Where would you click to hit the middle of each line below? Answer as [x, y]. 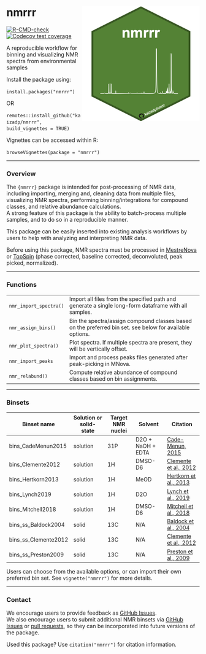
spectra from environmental [41, 61]
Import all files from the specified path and [123, 299]
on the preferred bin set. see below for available [130, 327]
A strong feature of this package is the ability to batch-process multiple [97, 213]
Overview [21, 173]
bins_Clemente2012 [34, 464]
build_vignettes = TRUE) [38, 128]
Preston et [180, 551]
